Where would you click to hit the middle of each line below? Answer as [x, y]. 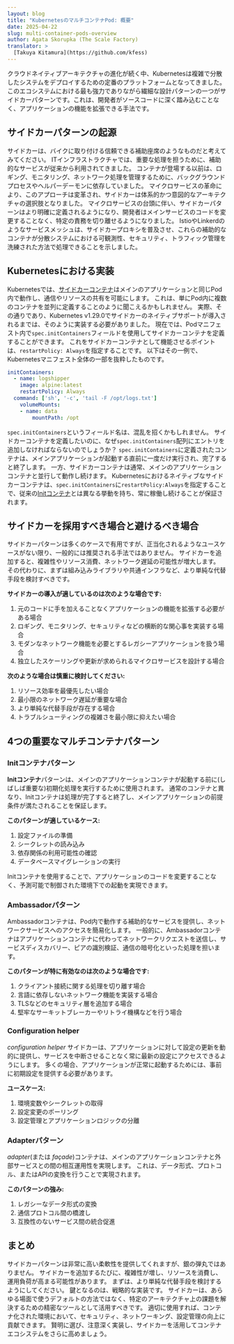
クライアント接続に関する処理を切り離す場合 [81, 986]
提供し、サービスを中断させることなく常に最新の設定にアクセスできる [120, 1055]
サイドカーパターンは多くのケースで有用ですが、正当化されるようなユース [114, 544]
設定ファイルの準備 [45, 835]
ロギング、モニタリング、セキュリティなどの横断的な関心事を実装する [117, 626]
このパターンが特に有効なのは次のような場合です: [78, 971]
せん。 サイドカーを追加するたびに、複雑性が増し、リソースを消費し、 [120, 1272]
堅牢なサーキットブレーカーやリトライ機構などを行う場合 [100, 1012]
